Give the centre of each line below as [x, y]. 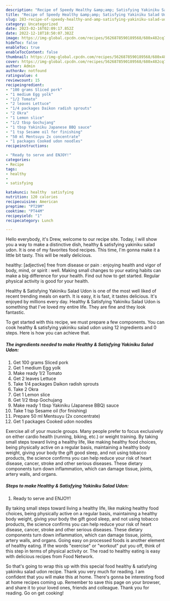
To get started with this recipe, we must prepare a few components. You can [85, 322]
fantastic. [15, 312]
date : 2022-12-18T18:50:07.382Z [40, 33]
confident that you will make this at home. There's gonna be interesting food [85, 577]
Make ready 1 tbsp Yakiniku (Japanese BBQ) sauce [66, 405]
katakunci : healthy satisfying [40, 192]
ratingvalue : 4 [22, 76]
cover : [13, 62]
